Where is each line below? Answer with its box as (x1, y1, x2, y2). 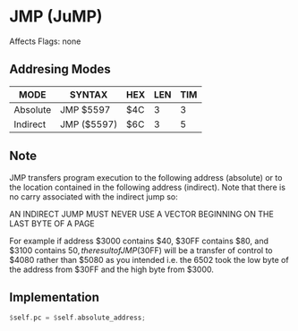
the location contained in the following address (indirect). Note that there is (9, 182, 286, 192)
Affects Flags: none (9, 36, 81, 47)
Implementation (9, 289, 100, 305)
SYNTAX (70, 88, 108, 100)
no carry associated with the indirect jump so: (9, 191, 178, 202)
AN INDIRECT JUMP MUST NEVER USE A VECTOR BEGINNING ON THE (9, 208, 275, 219)
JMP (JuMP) (9, 6, 103, 27)
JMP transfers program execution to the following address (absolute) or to (9, 172, 283, 182)
